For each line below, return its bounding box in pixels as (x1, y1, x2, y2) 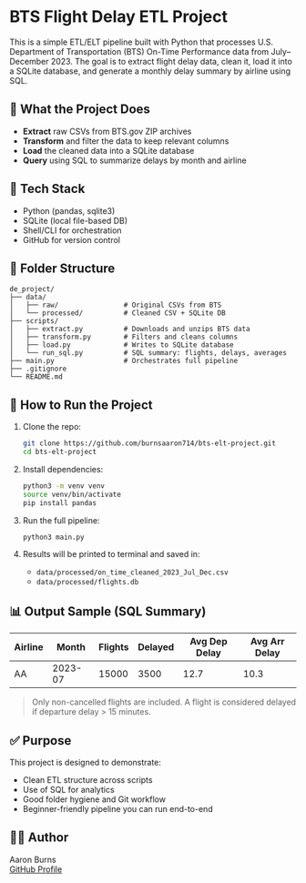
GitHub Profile (9, 863, 63, 875)
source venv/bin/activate (22, 490, 121, 499)
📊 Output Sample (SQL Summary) (9, 604, 207, 619)
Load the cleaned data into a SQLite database (22, 145, 195, 156)
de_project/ (9, 285, 55, 294)
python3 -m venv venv (22, 481, 106, 491)
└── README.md (9, 372, 64, 381)
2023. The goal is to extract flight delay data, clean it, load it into (50, 56, 293, 66)
